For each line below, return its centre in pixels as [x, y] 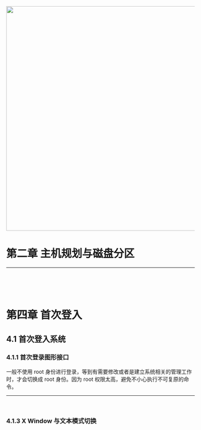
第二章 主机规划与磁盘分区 [70, 254]
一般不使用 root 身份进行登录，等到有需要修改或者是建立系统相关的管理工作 [99, 371]
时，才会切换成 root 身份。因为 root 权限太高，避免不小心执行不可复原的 [95, 379]
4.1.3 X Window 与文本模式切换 [51, 420]
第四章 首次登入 [44, 315]
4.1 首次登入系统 [36, 339]
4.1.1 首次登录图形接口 [38, 358]
